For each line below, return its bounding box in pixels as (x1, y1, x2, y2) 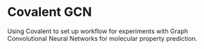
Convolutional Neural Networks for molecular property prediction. (7, 34, 198, 42)
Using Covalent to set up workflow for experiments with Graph (7, 27, 189, 35)
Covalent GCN (7, 4, 92, 20)
